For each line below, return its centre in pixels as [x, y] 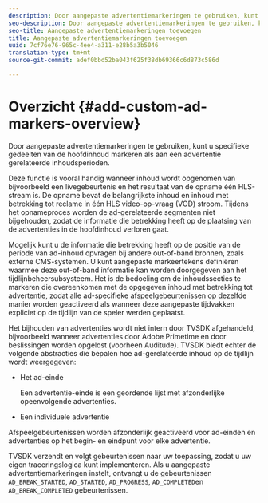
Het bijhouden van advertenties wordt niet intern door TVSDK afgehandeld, [132, 327]
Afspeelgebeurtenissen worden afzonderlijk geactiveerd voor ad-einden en [132, 432]
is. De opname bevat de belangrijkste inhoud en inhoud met [131, 195]
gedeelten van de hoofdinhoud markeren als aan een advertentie [115, 154]
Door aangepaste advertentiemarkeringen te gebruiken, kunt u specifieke [129, 145]
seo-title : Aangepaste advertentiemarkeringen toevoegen [105, 30]
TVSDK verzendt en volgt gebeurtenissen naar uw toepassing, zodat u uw [130, 456]
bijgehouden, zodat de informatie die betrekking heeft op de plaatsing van [130, 220]
